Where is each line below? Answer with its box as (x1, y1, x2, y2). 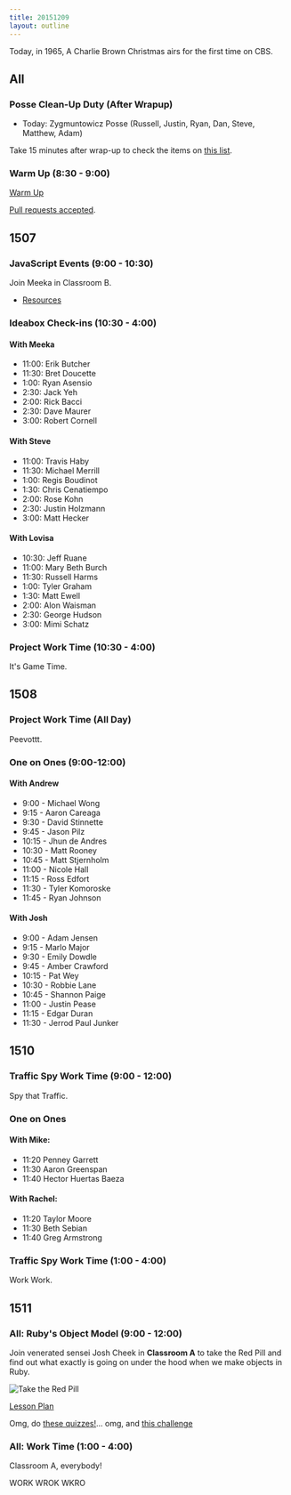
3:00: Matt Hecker (21, 513, 90, 523)
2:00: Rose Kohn (21, 493, 84, 504)
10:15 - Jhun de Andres (21, 836, 108, 846)
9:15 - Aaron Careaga (21, 807, 101, 818)
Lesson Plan (9, 1401, 54, 1411)
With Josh (9, 913, 48, 924)
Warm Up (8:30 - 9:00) (9, 167, 110, 180)
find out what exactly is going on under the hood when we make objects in (9, 1357, 283, 1368)
